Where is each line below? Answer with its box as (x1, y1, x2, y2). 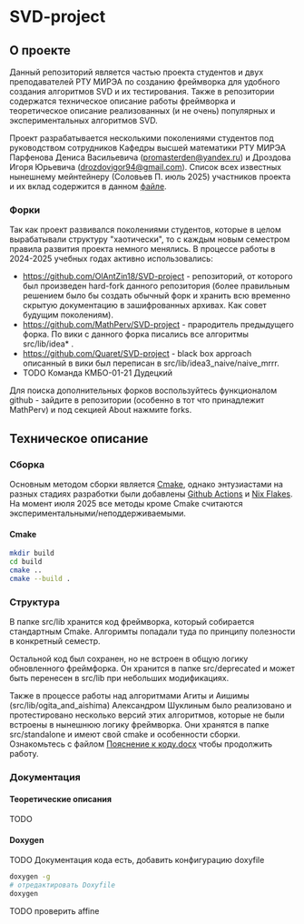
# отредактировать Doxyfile (9, 880, 116, 890)
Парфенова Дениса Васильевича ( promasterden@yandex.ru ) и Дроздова (9, 152, 292, 163)
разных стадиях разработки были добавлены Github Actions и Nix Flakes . (9, 488, 293, 499)
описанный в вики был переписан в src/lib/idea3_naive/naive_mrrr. (22, 357, 279, 369)
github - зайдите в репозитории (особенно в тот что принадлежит (9, 395, 265, 406)
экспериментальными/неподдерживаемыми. (9, 507, 186, 518)
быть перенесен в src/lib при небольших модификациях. (9, 672, 230, 683)
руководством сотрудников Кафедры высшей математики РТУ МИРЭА (9, 143, 286, 153)
